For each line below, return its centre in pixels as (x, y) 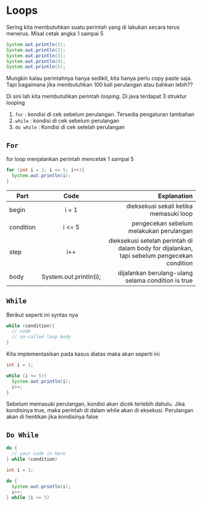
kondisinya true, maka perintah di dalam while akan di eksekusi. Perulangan (100, 410)
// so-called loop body (41, 337)
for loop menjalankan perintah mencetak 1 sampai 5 (70, 159)
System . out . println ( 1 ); (36, 44)
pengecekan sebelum (162, 223)
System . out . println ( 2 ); (36, 50)
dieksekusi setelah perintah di (151, 240)
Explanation (176, 196)
